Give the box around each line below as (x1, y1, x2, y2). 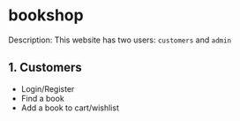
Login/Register (20, 83, 75, 94)
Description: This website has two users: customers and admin (8, 34, 232, 45)
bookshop (8, 5, 85, 26)
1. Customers (8, 60, 83, 75)
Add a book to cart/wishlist (20, 102, 120, 113)
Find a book (20, 93, 65, 103)
